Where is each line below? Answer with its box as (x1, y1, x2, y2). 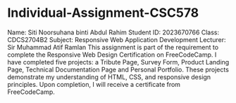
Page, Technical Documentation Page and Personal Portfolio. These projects (7, 65, 229, 74)
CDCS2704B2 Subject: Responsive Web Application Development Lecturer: (7, 35, 226, 43)
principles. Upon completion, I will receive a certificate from (7, 80, 181, 88)
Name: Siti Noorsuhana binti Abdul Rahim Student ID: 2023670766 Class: (7, 28, 220, 36)
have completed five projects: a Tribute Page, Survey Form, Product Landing (7, 57, 230, 66)
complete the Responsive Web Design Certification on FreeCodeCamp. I (7, 50, 217, 59)
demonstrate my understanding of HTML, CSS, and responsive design (7, 72, 211, 81)
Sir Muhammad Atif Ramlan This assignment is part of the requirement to (7, 43, 219, 51)
